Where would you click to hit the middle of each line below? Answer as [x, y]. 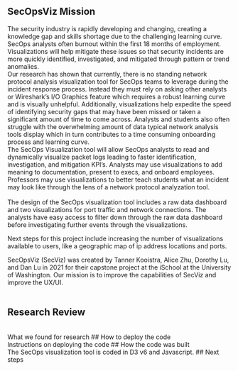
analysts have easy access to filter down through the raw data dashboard [115, 217]
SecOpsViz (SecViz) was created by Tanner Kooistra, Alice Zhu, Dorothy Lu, [118, 260]
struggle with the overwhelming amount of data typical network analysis [113, 126]
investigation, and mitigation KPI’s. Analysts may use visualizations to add [115, 164]
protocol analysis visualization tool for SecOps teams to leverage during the [118, 82]
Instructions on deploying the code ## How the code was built [98, 344]
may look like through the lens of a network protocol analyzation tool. [109, 187]
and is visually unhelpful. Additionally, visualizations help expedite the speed [119, 104]
